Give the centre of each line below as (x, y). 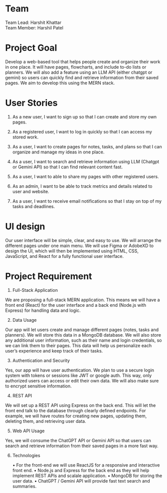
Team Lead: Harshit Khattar (33, 22)
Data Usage (24, 320)
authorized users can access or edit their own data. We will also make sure (82, 380)
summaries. (24, 486)
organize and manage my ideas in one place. (58, 152)
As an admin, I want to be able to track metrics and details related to (82, 186)
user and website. (31, 191)
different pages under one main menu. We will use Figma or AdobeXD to (79, 246)
